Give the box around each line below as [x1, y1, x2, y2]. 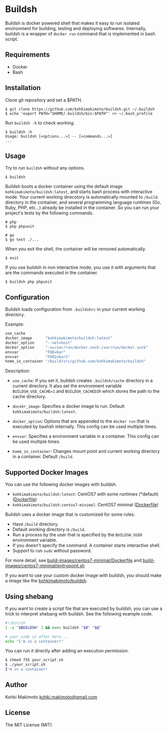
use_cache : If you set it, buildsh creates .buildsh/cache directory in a [12, 378, 153, 384]
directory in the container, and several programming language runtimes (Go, [5, 199, 162, 206]
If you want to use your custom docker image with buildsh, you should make [5, 572, 162, 578]
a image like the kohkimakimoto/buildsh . [5, 578, 88, 584]
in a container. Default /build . [12, 454, 74, 460]
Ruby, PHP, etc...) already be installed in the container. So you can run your [5, 205, 160, 211]
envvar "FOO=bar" [5, 349, 66, 355]
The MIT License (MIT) [5, 721, 52, 727]
